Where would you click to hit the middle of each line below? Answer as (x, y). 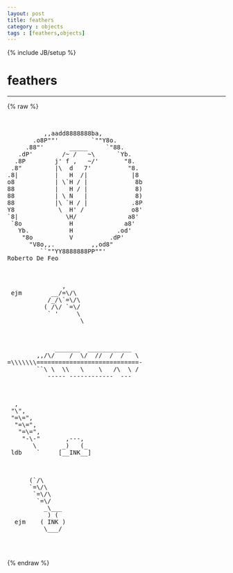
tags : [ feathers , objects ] (46, 33)
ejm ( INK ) (40, 522)
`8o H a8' (73, 224)
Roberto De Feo (33, 258)
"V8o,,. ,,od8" (71, 245)
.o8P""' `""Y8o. (75, 140)
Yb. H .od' (75, 231)
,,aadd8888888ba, (73, 134)
